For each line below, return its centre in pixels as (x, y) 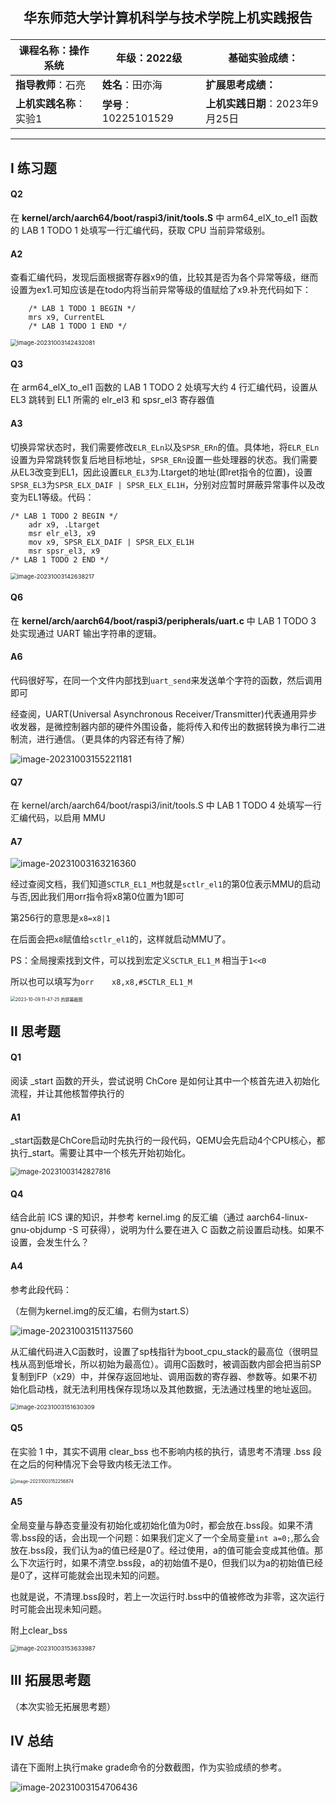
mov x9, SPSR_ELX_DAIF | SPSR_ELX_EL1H (111, 542)
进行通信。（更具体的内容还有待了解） (113, 739)
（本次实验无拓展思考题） (63, 1706)
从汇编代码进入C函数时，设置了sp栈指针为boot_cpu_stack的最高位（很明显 (164, 1351)
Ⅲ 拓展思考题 (50, 1680)
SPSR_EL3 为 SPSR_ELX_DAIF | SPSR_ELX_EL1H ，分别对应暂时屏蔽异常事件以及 (163, 484)
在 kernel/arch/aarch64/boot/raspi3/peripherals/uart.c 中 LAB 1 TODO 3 (163, 620)
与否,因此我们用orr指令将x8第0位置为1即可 (97, 897)
